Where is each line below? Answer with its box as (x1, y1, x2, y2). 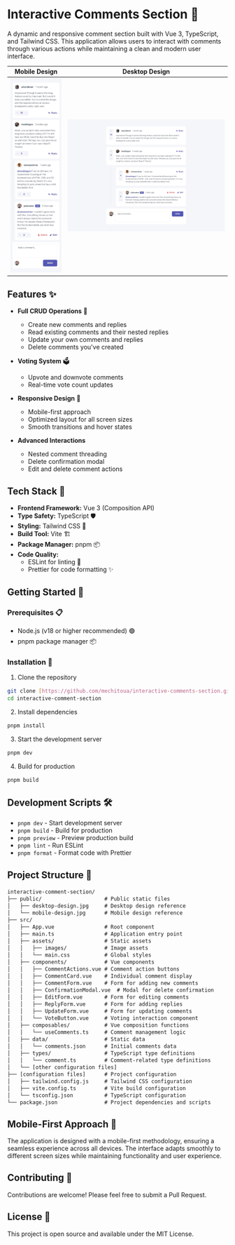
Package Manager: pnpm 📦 (17, 540, 101, 549)
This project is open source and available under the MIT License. (7, 1230, 194, 1238)
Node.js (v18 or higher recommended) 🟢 (17, 626, 135, 634)
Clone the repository (17, 673, 77, 681)
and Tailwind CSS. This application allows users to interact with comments (7, 36, 222, 45)
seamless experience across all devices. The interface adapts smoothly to (7, 1144, 221, 1152)
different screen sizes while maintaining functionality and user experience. (7, 1152, 222, 1160)
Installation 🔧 (7, 657, 53, 667)
